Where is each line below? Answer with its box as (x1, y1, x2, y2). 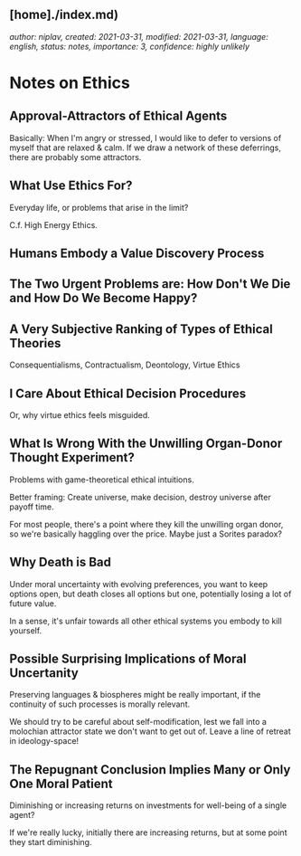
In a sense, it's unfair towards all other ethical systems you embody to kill (9, 615, 282, 626)
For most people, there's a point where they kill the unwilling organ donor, (9, 518, 284, 529)
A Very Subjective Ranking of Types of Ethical (9, 321, 273, 337)
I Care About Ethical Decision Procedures (9, 385, 247, 401)
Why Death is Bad (9, 555, 111, 570)
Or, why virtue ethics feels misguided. (9, 410, 151, 421)
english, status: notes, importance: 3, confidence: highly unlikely (9, 41, 250, 52)
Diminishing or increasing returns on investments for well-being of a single (9, 800, 287, 811)
